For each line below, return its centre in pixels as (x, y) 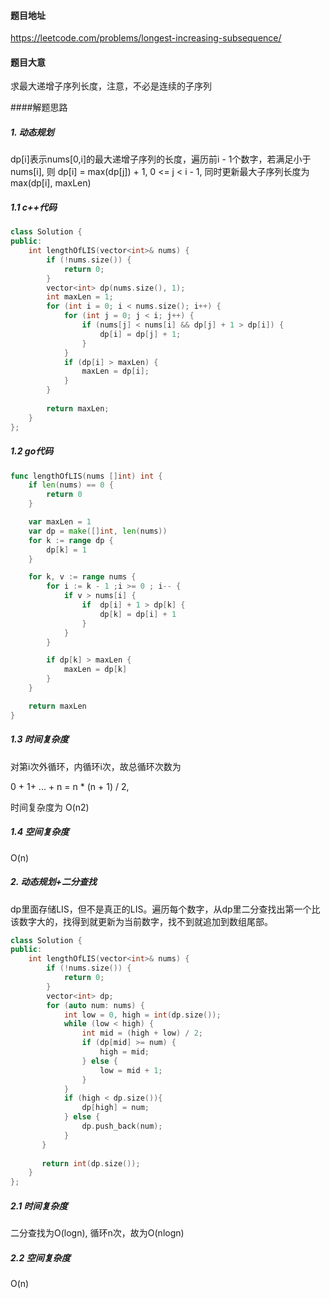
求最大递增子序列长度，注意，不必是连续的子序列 (111, 86)
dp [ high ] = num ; (115, 1108)
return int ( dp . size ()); (91, 1163)
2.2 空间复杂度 (40, 1257)
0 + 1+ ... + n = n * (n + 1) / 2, (70, 786)
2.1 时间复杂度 (39, 1206)
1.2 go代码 (32, 451)
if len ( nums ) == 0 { (71, 485)
